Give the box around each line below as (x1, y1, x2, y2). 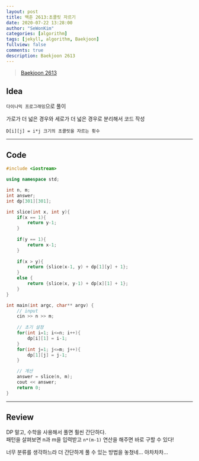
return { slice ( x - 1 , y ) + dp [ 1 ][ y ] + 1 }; (27, 264, 129, 270)
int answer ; (6, 192, 36, 199)
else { (17, 275, 33, 281)
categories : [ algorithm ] (6, 31, 68, 37)
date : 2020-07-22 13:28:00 (6, 20, 73, 26)
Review (6, 412, 34, 422)
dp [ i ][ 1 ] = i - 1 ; (27, 335, 68, 341)
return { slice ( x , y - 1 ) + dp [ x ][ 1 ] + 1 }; (27, 281, 129, 287)
